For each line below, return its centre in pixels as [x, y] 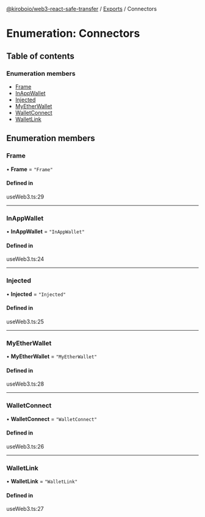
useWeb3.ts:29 [25, 196]
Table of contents [40, 56]
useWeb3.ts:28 [25, 384]
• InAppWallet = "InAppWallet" [45, 232]
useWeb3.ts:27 [25, 509]
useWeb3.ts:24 [25, 259]
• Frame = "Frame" [30, 169]
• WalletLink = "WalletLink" [42, 482]
